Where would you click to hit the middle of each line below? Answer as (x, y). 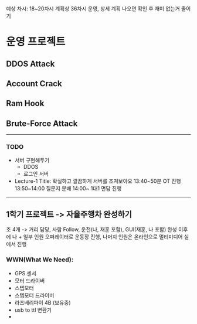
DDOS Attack (30, 64)
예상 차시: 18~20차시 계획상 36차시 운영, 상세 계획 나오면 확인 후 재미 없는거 (93, 8)
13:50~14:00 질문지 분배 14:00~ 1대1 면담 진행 (68, 189)
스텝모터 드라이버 (34, 295)
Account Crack (34, 83)
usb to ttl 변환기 (33, 310)
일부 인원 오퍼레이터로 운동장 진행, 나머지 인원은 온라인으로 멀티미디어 (103, 237)
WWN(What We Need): (40, 260)
